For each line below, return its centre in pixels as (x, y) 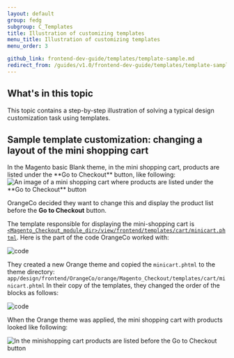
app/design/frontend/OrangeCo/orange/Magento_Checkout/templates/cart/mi (117, 279)
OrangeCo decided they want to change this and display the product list (110, 203)
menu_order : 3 (28, 46)
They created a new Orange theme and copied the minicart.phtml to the (111, 264)
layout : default (31, 14)
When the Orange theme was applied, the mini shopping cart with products (115, 320)
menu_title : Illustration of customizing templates (84, 40)
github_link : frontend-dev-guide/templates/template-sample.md (101, 59)
